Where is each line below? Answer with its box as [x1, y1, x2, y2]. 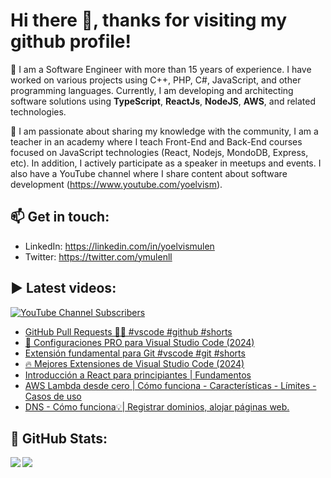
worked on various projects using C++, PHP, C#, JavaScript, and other [10, 74, 302, 86]
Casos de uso [24, 390, 82, 402]
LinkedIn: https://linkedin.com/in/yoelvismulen [24, 240, 215, 252]
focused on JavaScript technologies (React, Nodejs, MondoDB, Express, [10, 146, 309, 158]
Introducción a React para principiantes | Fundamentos [24, 369, 252, 381]
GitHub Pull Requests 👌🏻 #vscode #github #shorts [24, 325, 233, 338]
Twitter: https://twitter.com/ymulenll [24, 250, 173, 263]
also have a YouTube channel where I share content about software [10, 167, 288, 179]
